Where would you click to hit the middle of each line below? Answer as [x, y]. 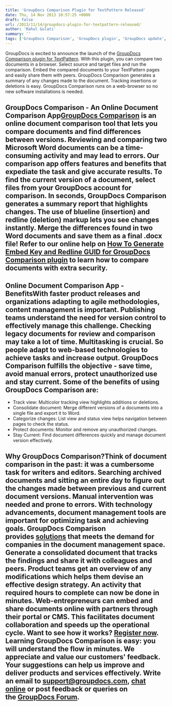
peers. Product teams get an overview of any [79, 569]
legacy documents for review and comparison [80, 333]
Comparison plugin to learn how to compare [77, 260]
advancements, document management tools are [86, 513]
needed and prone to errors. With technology [79, 504]
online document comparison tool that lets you [82, 124]
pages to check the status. [41, 424]
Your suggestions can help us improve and [75, 665]
